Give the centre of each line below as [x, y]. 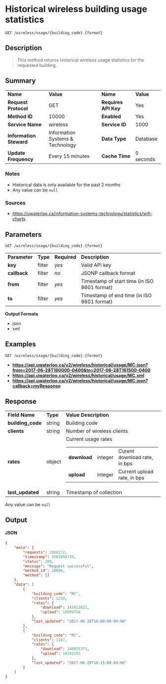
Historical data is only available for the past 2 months [66, 185]
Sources [15, 203]
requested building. [37, 65]
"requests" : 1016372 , [45, 552]
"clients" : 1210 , [49, 598]
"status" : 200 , [39, 561]
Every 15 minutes [69, 156]
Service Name [25, 124]
